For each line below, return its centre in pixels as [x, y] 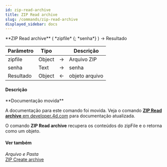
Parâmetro [21, 51]
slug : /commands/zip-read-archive [42, 19]
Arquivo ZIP [83, 60]
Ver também [18, 143]
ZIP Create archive [25, 159]
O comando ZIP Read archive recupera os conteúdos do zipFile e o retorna [84, 126]
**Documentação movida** [35, 101]
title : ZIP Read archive [31, 15]
